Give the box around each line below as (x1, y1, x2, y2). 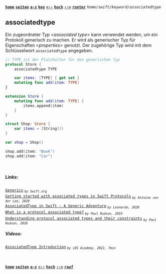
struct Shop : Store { (5, 122, 51, 127)
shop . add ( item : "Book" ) (5, 149, 55, 154)
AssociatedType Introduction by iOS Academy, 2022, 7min (5, 244, 116, 250)
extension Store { (5, 94, 44, 99)
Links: (5, 174, 19, 180)
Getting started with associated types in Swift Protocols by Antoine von (5, 194, 159, 200)
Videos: (5, 231, 22, 237)
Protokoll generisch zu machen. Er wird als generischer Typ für (5, 37, 135, 43)
